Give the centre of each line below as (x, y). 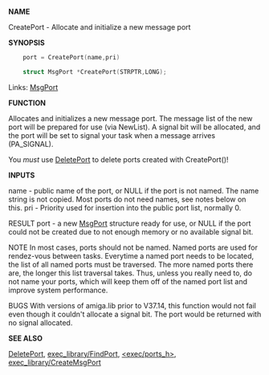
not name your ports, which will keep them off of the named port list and (128, 281)
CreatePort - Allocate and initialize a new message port (100, 27)
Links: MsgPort (33, 87)
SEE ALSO (25, 338)
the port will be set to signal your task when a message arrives (112, 135)
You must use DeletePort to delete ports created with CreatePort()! (118, 159)
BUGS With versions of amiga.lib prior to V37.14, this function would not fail (132, 305)
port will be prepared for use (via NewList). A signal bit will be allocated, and (134, 127)
